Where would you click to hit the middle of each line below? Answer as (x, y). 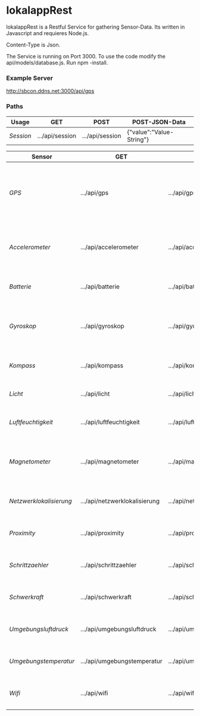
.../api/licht (95, 394)
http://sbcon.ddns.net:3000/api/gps (50, 91)
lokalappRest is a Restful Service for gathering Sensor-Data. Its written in (96, 27)
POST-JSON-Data (159, 122)
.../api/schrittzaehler (108, 565)
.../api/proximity (102, 533)
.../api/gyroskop (102, 326)
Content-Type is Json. (33, 45)
